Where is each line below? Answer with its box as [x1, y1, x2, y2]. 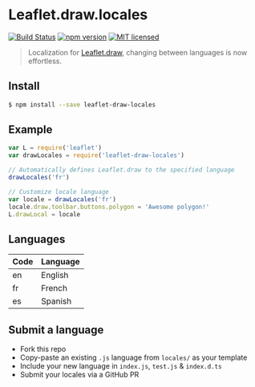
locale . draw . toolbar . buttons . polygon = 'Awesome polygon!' [8, 203, 210, 211]
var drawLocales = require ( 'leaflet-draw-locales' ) [8, 151, 184, 159]
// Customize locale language [8, 187, 110, 196]
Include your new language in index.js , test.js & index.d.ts [19, 361, 222, 371]
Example [8, 123, 53, 137]
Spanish [41, 296, 72, 307]
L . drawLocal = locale [8, 210, 81, 218]
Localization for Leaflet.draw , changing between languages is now [27, 47, 248, 57]
